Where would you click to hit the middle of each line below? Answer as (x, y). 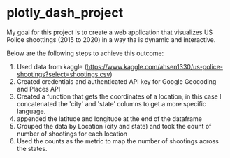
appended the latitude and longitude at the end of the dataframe (109, 118)
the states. (32, 148)
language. (31, 111)
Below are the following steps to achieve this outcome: (85, 53)
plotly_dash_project (65, 13)
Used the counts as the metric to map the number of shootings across (118, 141)
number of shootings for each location (72, 134)
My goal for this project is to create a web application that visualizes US (110, 32)
